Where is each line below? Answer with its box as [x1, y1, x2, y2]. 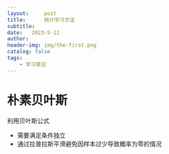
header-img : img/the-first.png [7, 42, 97, 49]
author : [7, 36, 30, 42]
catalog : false [7, 49, 51, 55]
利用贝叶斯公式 [7, 116, 49, 125]
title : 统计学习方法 [7, 16, 76, 23]
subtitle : [7, 23, 36, 29]
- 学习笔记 [19, 61, 47, 68]
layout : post [7, 10, 57, 17]
